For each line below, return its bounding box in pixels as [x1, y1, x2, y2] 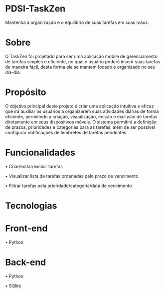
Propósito [5, 87, 46, 98]
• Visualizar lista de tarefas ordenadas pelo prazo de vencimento [5, 173, 139, 179]
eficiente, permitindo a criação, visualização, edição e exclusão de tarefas [5, 113, 158, 119]
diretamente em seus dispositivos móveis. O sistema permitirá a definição [5, 119, 157, 125]
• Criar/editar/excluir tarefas [5, 163, 63, 169]
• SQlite [5, 283, 21, 289]
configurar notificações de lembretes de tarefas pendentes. [5, 129, 128, 135]
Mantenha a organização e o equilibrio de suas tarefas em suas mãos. [5, 19, 149, 25]
